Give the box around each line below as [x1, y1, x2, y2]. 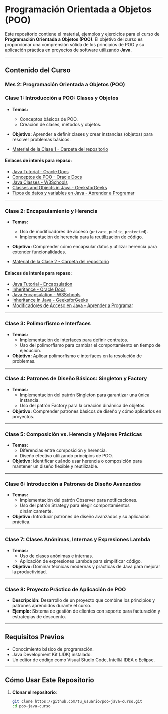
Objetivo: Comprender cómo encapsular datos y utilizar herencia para [12, 244, 157, 250]
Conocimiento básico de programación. [12, 646, 94, 652]
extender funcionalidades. [12, 249, 66, 255]
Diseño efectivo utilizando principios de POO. [19, 453, 113, 459]
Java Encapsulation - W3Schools [12, 292, 81, 298]
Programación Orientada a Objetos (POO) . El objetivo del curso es [5, 36, 143, 42]
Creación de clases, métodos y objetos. [19, 121, 101, 127]
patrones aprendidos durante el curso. [12, 603, 91, 609]
